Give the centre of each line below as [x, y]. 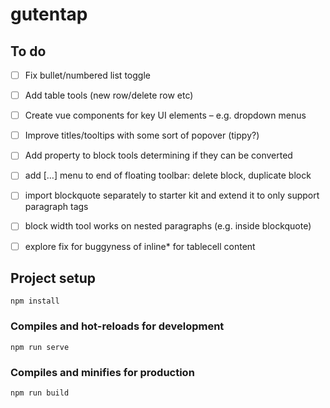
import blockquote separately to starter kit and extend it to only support [172, 195]
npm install [35, 301]
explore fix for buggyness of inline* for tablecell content [140, 246]
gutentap [49, 14]
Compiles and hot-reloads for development [117, 326]
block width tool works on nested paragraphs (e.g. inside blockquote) [168, 226]
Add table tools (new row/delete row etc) [109, 95]
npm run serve [40, 347]
